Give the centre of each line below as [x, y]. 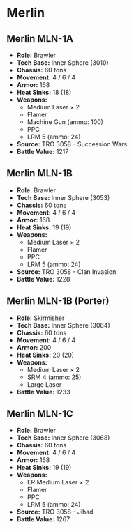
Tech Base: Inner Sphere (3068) [63, 438]
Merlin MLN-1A [40, 39]
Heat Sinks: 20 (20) [45, 355]
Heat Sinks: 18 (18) [44, 92]
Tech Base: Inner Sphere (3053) [63, 197]
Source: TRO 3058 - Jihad [55, 512]
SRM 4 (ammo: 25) [54, 377]
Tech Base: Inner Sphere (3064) [64, 325]
